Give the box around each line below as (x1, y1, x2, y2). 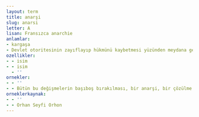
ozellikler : (6, 53, 36, 58)
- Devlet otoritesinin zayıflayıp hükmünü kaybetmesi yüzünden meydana (6, 47, 187, 53)
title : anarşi (6, 14, 41, 20)
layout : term (6, 8, 38, 15)
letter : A (6, 25, 31, 31)
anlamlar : (6, 36, 31, 42)
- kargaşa (6, 42, 31, 48)
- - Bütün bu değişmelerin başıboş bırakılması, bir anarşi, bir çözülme (6, 86, 192, 92)
